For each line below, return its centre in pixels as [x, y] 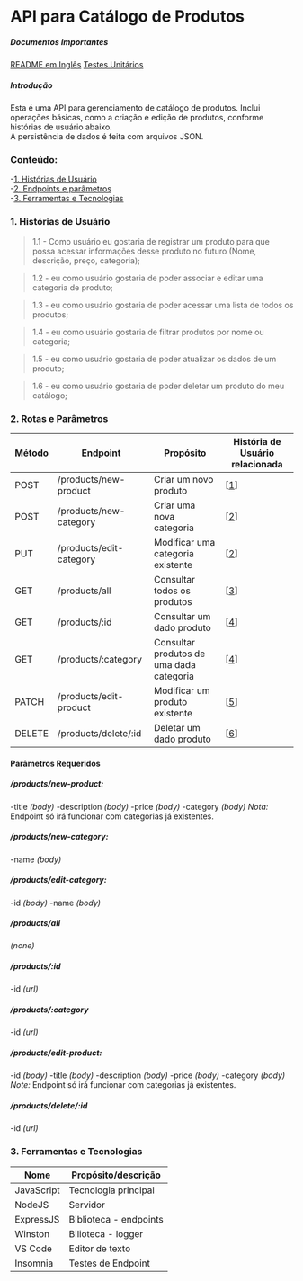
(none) [22, 946]
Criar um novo [183, 480]
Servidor [87, 1205]
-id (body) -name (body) [56, 903]
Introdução [31, 85]
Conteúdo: [34, 160]
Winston [32, 1233]
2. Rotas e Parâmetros [59, 418]
